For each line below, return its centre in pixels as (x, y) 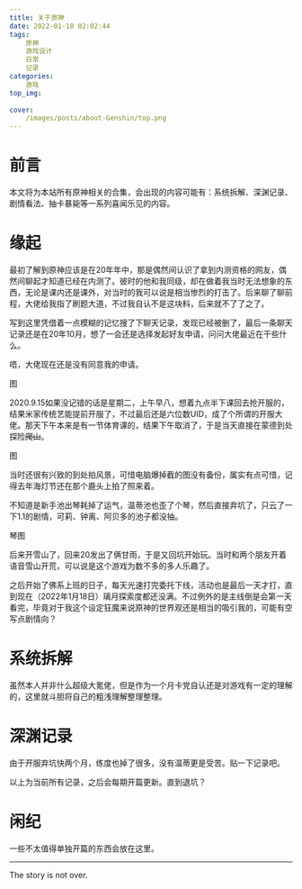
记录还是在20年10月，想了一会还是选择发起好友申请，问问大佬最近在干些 (144, 334)
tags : (19, 34)
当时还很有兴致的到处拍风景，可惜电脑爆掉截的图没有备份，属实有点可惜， (147, 475)
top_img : (26, 93)
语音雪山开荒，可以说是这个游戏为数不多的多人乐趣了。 (111, 566)
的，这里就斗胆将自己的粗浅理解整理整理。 (88, 696)
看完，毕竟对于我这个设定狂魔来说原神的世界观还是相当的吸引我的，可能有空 (151, 608)
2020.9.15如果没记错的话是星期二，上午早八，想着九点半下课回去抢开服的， (149, 403)
